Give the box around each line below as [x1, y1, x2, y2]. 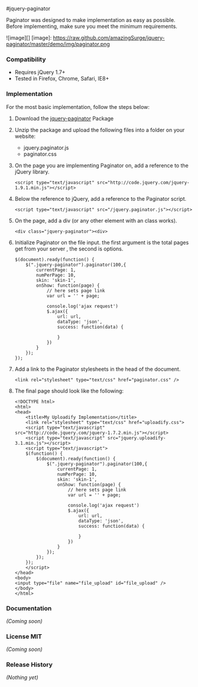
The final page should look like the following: [14, 387, 124, 394]
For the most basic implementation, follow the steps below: [6, 103, 150, 110]
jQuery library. [14, 168, 50, 175]
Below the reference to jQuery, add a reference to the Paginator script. [14, 195, 187, 202]
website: [14, 133, 36, 140]
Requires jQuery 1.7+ [14, 69, 66, 76]
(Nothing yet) [6, 674, 38, 681]
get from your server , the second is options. [14, 245, 124, 252]
